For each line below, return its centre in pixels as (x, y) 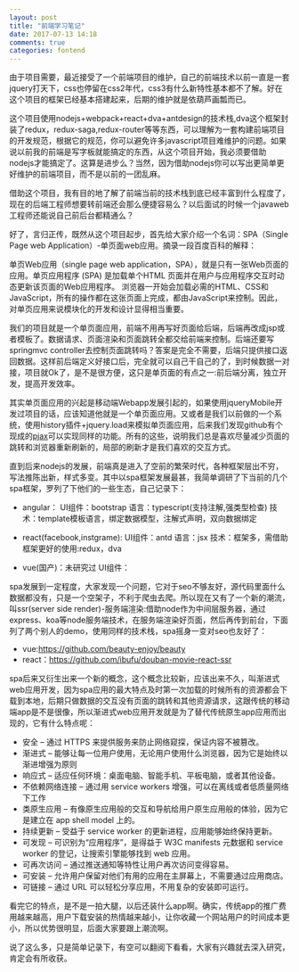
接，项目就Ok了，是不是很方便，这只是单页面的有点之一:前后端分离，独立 (144, 373)
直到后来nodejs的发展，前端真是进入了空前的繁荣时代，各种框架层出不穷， (146, 466)
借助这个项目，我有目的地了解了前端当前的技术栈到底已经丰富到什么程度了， (149, 194)
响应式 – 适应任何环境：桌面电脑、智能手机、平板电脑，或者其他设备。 (151, 776)
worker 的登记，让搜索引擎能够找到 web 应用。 (109, 853)
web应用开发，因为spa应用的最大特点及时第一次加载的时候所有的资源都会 (145, 690)
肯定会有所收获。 (40, 959)
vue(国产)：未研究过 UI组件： (76, 568)
